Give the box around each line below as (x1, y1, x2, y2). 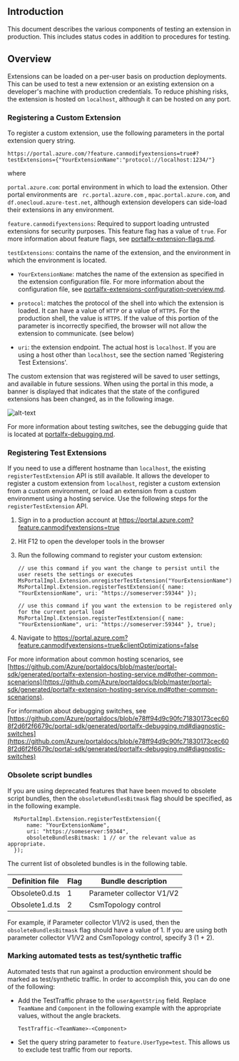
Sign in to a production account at (17, 516, 118, 524)
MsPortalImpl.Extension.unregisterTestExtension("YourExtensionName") (17, 578, 233, 585)
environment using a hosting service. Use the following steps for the (7, 494, 208, 503)
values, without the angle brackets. (17, 1011, 121, 1020)
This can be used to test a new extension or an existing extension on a (7, 79, 215, 88)
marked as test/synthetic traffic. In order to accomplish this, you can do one (7, 975, 230, 983)
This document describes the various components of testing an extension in (7, 24, 232, 33)
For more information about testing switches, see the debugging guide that (7, 422, 228, 431)
